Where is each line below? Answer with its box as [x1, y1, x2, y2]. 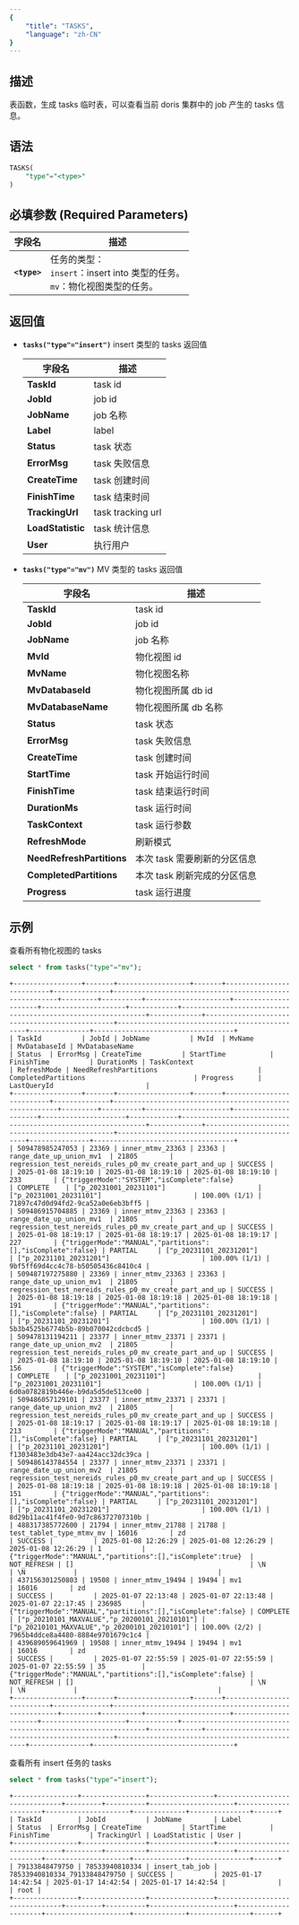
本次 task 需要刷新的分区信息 [135, 853, 257, 866]
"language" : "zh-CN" [25, 30, 102, 39]
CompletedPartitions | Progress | [9, 1073, 262, 1082]
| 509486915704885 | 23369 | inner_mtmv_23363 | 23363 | [9, 1206, 226, 1215]
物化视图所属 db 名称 [135, 701, 224, 714]
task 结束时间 [93, 491, 150, 503]
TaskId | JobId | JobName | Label [17, 1815, 243, 1824]
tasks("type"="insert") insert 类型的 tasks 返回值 [21, 339, 208, 350]
